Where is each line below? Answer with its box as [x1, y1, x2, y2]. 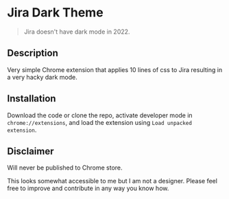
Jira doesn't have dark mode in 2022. [23, 27, 130, 36]
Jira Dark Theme [7, 5, 104, 21]
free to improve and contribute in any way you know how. [7, 184, 169, 193]
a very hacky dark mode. [7, 73, 77, 81]
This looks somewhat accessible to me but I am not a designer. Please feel [7, 177, 218, 185]
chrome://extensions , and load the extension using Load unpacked [7, 118, 192, 126]
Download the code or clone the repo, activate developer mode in [7, 111, 193, 119]
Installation [7, 93, 56, 104]
